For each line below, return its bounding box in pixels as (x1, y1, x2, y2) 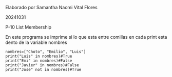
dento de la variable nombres (5, 39, 68, 45)
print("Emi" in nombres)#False (5, 58, 72, 63)
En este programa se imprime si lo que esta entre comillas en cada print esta (5, 34, 167, 40)
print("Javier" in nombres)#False (5, 63, 80, 68)
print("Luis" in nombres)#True (5, 54, 72, 59)
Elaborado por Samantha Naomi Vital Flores (5, 5, 98, 10)
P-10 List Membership (5, 24, 52, 30)
